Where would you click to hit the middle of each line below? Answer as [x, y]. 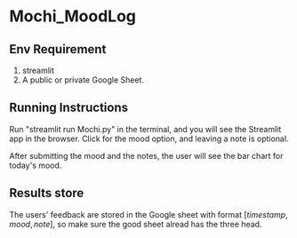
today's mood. [36, 165]
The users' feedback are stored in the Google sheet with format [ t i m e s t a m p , [148, 214]
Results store [47, 193]
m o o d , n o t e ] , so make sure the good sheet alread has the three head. [136, 224]
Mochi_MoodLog [72, 16]
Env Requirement [58, 49]
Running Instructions [69, 108]
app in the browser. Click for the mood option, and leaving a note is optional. [149, 139]
